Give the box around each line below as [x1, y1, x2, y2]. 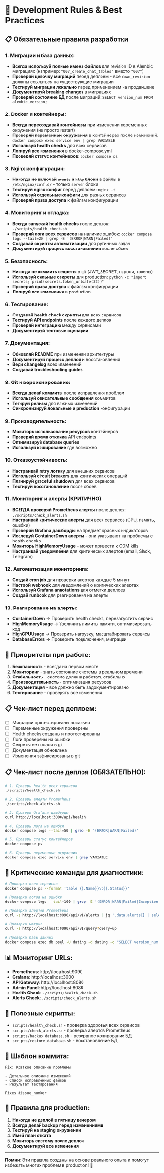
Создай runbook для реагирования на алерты [12, 592, 109, 598]
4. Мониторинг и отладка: [5, 209, 70, 216]
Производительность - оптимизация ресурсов [12, 679, 112, 685]
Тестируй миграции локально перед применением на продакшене [12, 84, 155, 90]
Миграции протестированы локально [12, 720, 90, 726]
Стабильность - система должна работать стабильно [12, 674, 125, 680]
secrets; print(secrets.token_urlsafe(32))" [12, 279, 104, 284]
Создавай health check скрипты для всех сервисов [12, 312, 122, 318]
